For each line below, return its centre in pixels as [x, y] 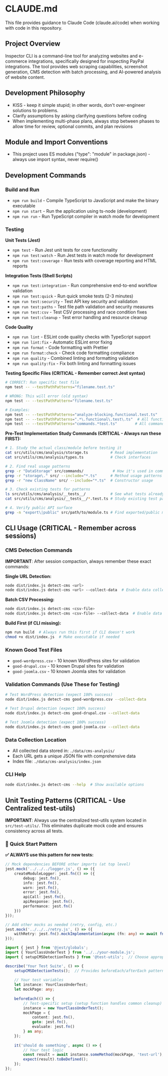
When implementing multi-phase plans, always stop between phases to [86, 121]
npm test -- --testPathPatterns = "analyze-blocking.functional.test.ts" [81, 414]
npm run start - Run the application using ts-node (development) [80, 211]
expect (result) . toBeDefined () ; [56, 1059]
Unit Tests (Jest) [23, 240]
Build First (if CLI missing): [33, 623]
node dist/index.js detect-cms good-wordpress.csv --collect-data [76, 700]
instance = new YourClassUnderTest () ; [63, 1008]
